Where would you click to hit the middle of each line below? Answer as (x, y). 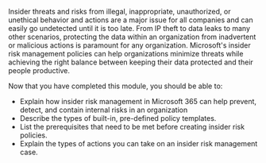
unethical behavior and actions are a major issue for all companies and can (131, 20)
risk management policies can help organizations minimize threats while (126, 54)
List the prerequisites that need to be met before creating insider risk (132, 127)
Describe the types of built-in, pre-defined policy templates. (118, 118)
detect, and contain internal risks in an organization (104, 110)
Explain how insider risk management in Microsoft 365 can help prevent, (138, 101)
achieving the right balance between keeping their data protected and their (131, 62)
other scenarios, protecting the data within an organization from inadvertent (132, 37)
